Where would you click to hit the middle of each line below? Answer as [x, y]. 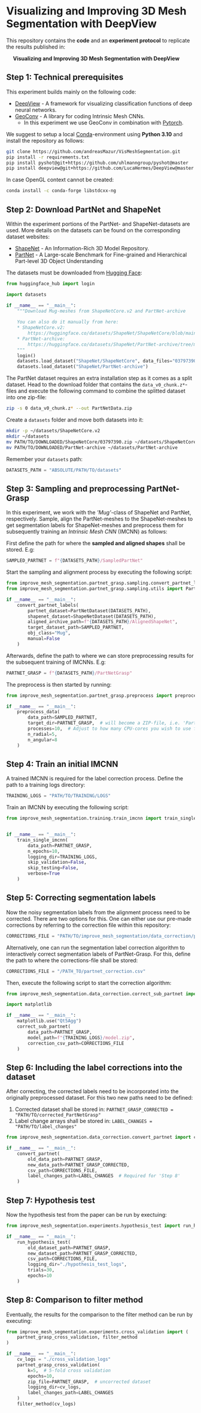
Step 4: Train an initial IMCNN [62, 764]
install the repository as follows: [45, 140]
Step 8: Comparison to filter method [75, 1300]
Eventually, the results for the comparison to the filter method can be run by [100, 1314]
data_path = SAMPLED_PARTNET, [63, 718]
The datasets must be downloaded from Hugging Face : [74, 273]
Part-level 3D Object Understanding [59, 261]
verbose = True [44, 874]
